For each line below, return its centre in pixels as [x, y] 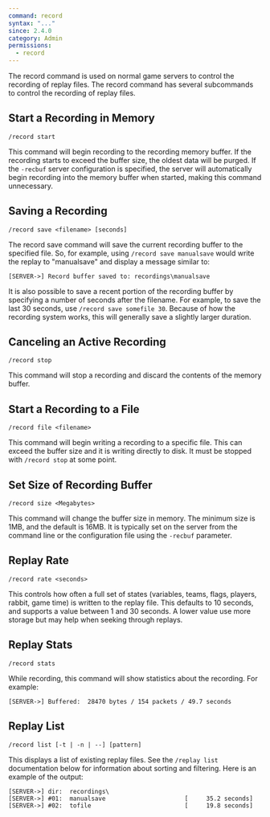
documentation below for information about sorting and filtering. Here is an [133, 768]
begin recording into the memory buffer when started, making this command [135, 177]
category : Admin [35, 38]
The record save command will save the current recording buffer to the [126, 244]
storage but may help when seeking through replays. [96, 619]
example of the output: [46, 777]
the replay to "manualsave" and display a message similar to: [109, 261]
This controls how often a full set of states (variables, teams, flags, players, [133, 594]
